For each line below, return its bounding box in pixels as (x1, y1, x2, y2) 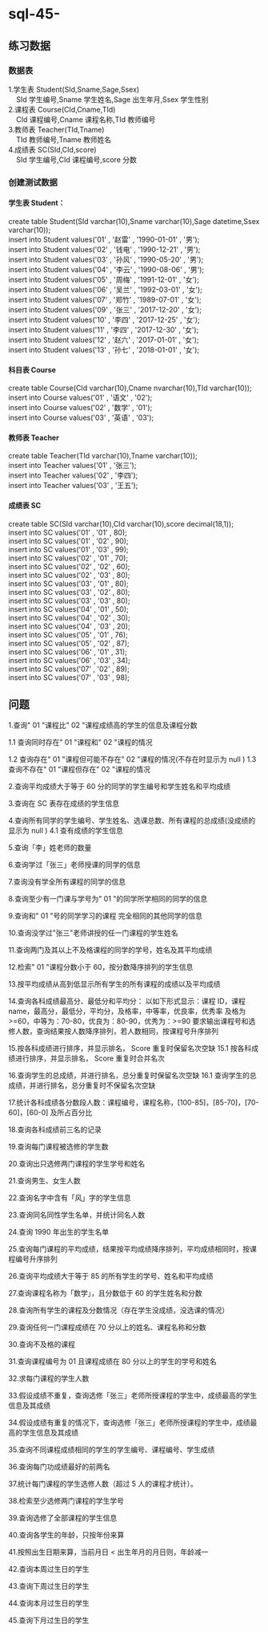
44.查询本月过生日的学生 (8, 1598, 90, 1608)
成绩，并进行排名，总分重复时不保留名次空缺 (8, 1081, 156, 1090)
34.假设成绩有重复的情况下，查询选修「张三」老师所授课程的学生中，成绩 (8, 1418, 250, 1427)
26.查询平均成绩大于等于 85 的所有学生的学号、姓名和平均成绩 (8, 1272, 214, 1281)
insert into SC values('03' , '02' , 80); (8, 587, 130, 596)
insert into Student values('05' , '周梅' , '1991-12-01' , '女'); (8, 275, 200, 284)
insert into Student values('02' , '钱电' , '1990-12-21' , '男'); (8, 245, 201, 254)
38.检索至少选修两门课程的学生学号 (8, 1496, 125, 1506)
